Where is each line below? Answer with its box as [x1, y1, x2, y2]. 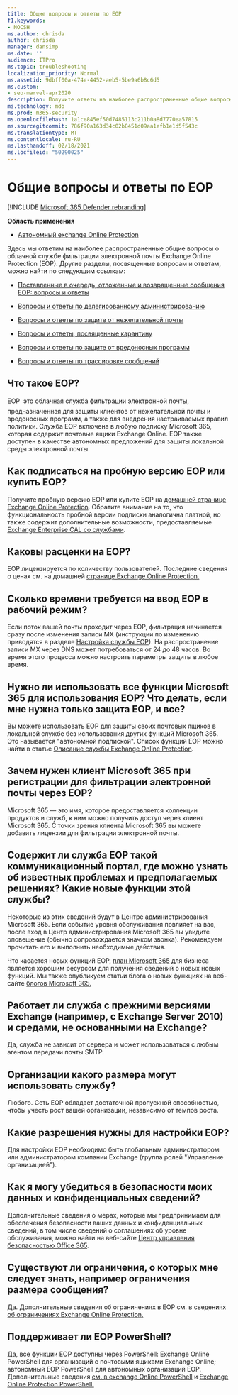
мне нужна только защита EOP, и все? [7, 703, 186, 715]
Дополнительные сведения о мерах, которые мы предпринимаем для [7, 1211, 221, 1219]
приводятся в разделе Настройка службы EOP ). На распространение [7, 638, 219, 646]
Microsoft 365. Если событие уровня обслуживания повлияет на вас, [7, 920, 216, 928]
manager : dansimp [7, 43, 59, 50]
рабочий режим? [7, 604, 88, 616]
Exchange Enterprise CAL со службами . [7, 525, 126, 534]
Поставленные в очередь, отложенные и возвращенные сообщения [17, 280, 225, 289]
